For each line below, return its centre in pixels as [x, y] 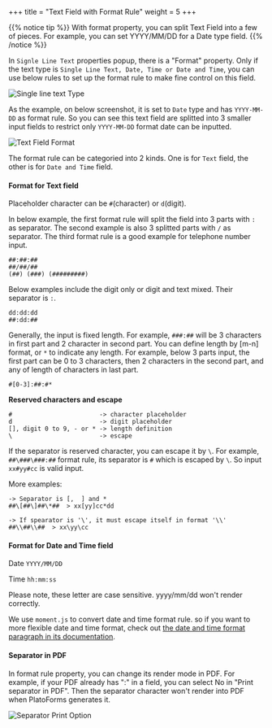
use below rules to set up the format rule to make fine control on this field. [132, 78]
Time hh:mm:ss [32, 579]
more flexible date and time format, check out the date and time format [127, 628]
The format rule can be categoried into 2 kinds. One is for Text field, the [129, 158]
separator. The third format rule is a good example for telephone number [130, 237]
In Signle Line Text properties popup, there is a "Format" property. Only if [133, 61]
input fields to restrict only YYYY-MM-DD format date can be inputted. [120, 126]
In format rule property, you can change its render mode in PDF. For [122, 674]
